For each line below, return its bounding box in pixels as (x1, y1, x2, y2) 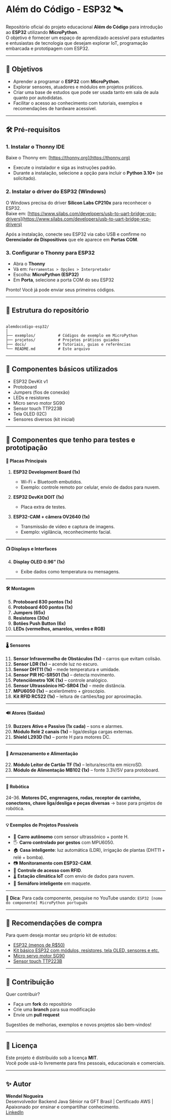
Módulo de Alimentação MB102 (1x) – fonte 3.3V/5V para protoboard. (13, 767, 159, 773)
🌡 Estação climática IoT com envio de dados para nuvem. (13, 873, 135, 879)
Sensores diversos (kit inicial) (13, 416, 75, 422)
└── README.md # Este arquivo (6, 346, 90, 351)
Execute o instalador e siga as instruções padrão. (13, 165, 117, 171)
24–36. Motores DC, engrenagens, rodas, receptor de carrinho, (6, 795, 141, 801)
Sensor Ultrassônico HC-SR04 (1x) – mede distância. (13, 682, 126, 688)
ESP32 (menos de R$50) (13, 942, 65, 948)
